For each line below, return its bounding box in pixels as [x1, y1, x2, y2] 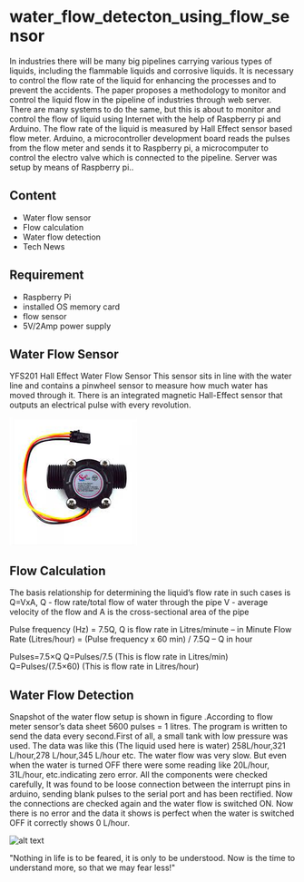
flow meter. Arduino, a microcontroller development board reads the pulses [9, 132, 290, 143]
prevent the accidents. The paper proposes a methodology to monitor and [9, 84, 287, 95]
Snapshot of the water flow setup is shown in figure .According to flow [9, 711, 274, 722]
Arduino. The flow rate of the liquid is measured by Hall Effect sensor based [9, 122, 293, 133]
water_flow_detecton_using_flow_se [9, 6, 290, 27]
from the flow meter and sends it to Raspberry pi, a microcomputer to [9, 142, 270, 153]
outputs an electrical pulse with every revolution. [9, 399, 191, 410]
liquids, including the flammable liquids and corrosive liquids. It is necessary [9, 65, 294, 76]
